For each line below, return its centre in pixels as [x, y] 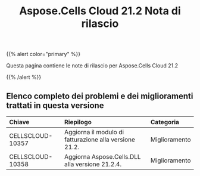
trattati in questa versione [55, 105]
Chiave [19, 122]
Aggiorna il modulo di [94, 132]
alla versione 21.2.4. [93, 164]
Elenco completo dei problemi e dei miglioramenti [100, 96]
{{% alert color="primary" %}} [43, 54]
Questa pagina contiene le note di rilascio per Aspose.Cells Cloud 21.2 [92, 66]
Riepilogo [78, 122]
